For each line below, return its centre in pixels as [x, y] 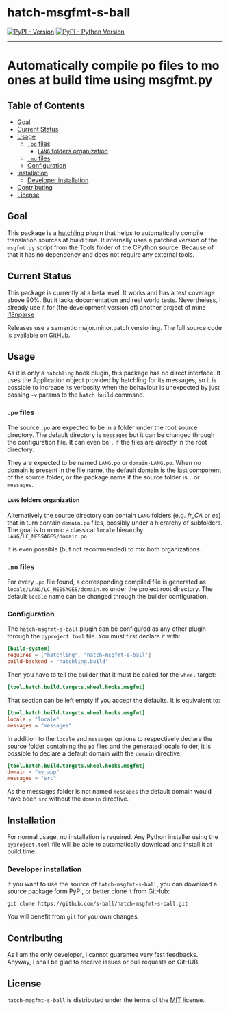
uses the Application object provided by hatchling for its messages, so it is [112, 380]
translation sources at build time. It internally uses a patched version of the [112, 240]
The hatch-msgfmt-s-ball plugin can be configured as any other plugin [107, 629]
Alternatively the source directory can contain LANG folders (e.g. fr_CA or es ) [114, 515]
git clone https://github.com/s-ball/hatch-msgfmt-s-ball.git [98, 904]
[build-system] [29, 649]
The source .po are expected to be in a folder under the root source [102, 427]
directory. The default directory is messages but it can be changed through [111, 435]
